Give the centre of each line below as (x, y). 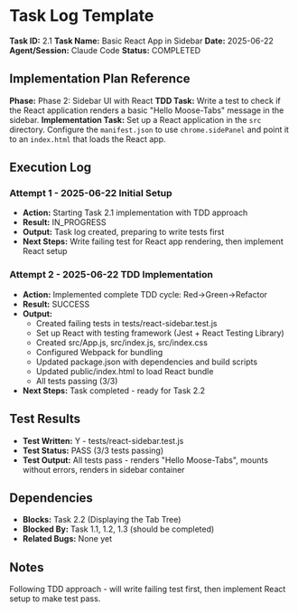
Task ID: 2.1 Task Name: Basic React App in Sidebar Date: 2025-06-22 (141, 41)
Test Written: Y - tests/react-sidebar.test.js (103, 440)
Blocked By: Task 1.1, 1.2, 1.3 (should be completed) (118, 529)
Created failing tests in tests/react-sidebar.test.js (127, 323)
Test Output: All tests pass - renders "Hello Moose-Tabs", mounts (145, 460)
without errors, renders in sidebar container (103, 469)
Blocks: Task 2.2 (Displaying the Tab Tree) (102, 520)
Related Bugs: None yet (67, 539)
